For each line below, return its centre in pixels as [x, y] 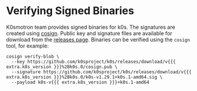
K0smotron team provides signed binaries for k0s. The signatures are [91, 27]
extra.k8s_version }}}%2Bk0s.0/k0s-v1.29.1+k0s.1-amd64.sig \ [84, 77]
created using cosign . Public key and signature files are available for [89, 33]
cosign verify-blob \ [33, 56]
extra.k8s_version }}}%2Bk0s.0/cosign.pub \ [62, 67]
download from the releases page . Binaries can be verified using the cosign [98, 39]
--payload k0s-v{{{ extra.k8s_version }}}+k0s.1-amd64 [80, 82]
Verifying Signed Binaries [70, 11]
